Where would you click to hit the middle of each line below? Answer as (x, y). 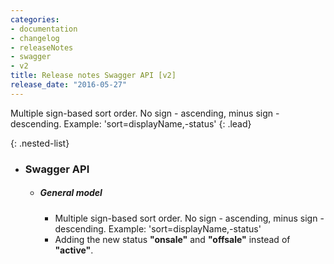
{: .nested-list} (40, 143)
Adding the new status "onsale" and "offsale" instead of (172, 239)
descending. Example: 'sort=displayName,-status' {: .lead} (131, 123)
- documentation (44, 29)
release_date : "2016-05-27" (69, 85)
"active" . (74, 250)
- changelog (35, 38)
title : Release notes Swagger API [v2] (93, 76)
